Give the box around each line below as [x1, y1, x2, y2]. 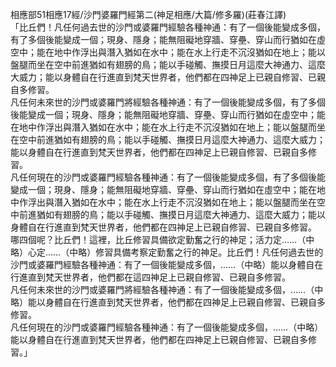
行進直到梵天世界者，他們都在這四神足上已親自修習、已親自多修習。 [10, 271, 291, 283]
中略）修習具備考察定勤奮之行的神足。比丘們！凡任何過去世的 [69, 246, 324, 258]
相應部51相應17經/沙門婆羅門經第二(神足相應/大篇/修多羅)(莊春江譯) [10, 9, 287, 20]
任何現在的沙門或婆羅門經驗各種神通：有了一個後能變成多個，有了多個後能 [18, 171, 326, 183]
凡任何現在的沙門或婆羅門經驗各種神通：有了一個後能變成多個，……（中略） [10, 321, 324, 333]
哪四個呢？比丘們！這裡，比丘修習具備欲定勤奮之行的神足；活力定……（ [10, 234, 307, 245]
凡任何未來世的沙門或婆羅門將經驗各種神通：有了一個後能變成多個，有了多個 [10, 96, 326, 108]
